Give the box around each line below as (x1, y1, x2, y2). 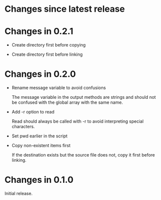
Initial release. (4, 191, 33, 196)
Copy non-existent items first (11, 143, 70, 149)
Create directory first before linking (11, 51, 83, 57)
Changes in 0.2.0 (4, 68, 76, 80)
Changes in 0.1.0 (4, 175, 74, 185)
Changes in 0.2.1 (4, 26, 74, 37)
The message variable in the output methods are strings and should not (11, 94, 156, 100)
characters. (11, 124, 35, 130)
